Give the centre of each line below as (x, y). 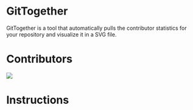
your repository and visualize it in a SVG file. (62, 34)
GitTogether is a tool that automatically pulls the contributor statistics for (96, 28)
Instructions (38, 100)
